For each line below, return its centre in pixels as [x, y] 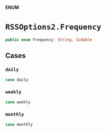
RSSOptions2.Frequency [53, 27]
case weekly [18, 102]
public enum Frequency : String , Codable [49, 40]
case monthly [19, 124]
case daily [17, 80]
